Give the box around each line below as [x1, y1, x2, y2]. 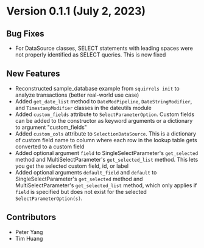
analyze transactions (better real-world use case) [15, 91, 139, 98]
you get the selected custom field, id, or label [15, 162, 129, 170]
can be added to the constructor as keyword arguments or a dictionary [15, 117, 193, 124]
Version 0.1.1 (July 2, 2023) [6, 4, 146, 18]
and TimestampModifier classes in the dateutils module [15, 104, 152, 111]
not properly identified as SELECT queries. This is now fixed [15, 51, 166, 58]
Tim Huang [15, 235, 43, 242]
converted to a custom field [15, 143, 85, 150]
